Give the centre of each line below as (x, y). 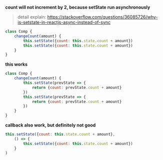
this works (16, 64)
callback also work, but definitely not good (50, 125)
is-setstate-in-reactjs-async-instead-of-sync (64, 22)
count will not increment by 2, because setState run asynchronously (78, 7)
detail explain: (32, 17)
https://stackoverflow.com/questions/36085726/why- (102, 17)
